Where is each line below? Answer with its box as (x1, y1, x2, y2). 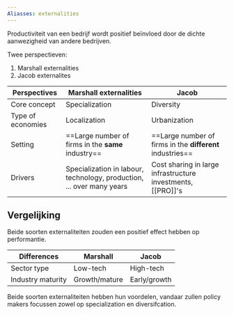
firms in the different (150, 139, 219, 149)
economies (10, 119, 47, 129)
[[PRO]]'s (150, 185, 182, 195)
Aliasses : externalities (7, 10, 79, 17)
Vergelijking (7, 210, 61, 222)
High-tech (130, 263, 165, 273)
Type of (10, 111, 36, 121)
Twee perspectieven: (7, 50, 68, 59)
